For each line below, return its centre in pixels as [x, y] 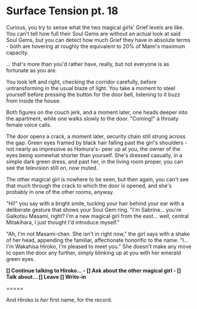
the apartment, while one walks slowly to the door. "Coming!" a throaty [92, 118]
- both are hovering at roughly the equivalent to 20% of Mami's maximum [96, 46]
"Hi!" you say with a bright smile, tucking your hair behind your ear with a [95, 203]
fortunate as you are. [32, 70]
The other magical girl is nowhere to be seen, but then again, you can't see [98, 179]
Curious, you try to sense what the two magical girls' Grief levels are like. [95, 27]
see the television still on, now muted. [52, 168]
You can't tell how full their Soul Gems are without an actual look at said [93, 33]
